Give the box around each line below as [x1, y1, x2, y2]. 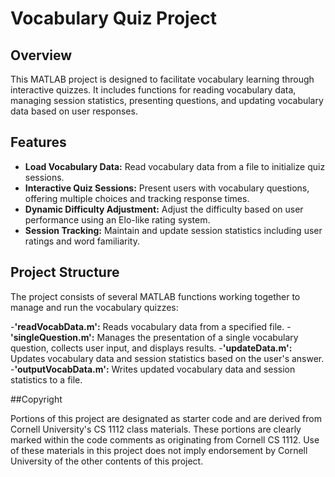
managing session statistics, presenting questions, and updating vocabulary [10, 95, 324, 106]
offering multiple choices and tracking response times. [24, 192, 250, 204]
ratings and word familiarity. [24, 235, 140, 247]
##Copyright [10, 393, 63, 405]
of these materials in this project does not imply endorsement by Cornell [10, 444, 308, 456]
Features [10, 134, 67, 151]
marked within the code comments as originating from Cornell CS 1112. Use [10, 433, 320, 446]
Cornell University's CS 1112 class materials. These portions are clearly [10, 423, 302, 435]
